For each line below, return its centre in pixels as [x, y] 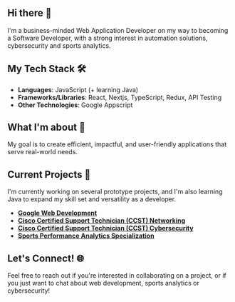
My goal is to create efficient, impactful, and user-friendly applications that [117, 144]
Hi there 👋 [30, 13]
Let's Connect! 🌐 [46, 258]
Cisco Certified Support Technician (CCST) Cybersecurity [105, 228]
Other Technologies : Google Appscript [75, 105]
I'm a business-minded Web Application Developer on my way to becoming [118, 30]
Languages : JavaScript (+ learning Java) [78, 89]
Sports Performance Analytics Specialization [86, 236]
